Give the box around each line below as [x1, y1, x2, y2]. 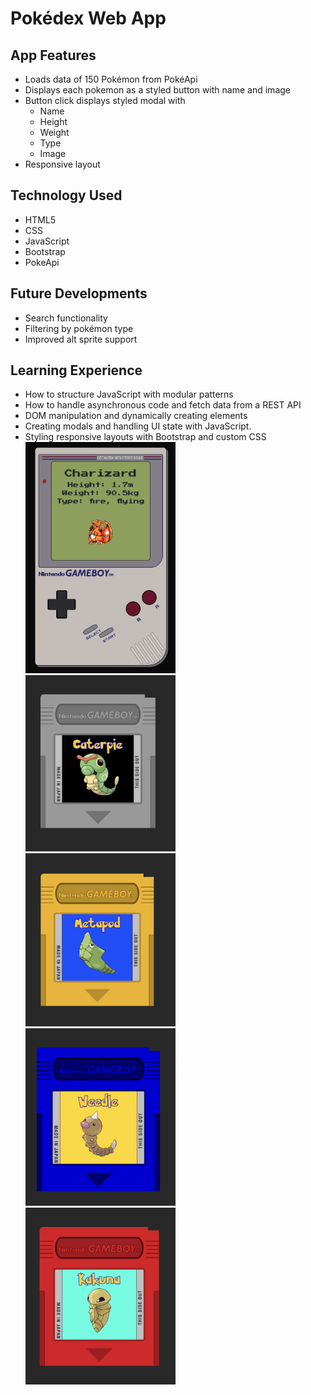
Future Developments [10, 285, 148, 302]
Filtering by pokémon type [24, 322, 134, 334]
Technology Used [10, 187, 123, 204]
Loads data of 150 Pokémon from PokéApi [24, 73, 198, 85]
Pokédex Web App [10, 7, 167, 30]
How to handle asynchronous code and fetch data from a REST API [24, 399, 302, 411]
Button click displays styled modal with [24, 95, 186, 106]
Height [39, 116, 68, 127]
